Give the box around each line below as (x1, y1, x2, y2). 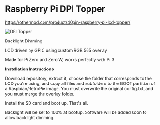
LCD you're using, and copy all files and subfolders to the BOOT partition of (5, 81, 156, 86)
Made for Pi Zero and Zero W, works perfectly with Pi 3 (5, 56, 115, 62)
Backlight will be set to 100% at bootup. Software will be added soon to (5, 110, 147, 115)
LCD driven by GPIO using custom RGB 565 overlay (5, 47, 107, 53)
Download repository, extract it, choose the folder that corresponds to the (5, 75, 152, 81)
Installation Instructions (5, 66, 54, 72)
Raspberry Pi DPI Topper (5, 3, 105, 14)
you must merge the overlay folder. (5, 91, 75, 97)
